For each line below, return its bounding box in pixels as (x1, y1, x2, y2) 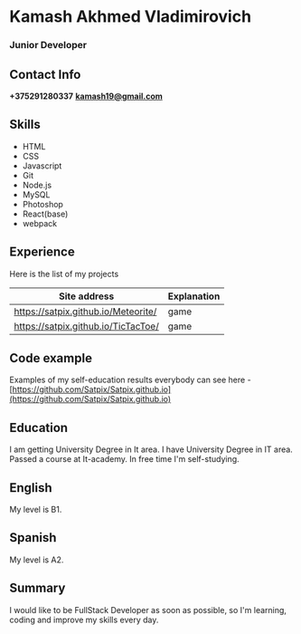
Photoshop (22, 198, 63, 209)
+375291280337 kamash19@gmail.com (9, 91, 163, 101)
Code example (9, 351, 93, 366)
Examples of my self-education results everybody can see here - (9, 374, 251, 386)
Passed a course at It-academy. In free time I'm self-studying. (9, 454, 240, 465)
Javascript (22, 160, 62, 171)
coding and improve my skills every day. (9, 614, 159, 625)
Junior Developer (9, 39, 88, 52)
